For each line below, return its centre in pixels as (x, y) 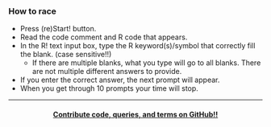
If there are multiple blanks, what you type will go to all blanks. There (146, 63)
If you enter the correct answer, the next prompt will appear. (120, 80)
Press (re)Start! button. (58, 29)
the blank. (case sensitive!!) (66, 55)
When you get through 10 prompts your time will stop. (109, 88)
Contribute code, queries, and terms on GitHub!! (135, 114)
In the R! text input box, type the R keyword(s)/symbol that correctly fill (138, 46)
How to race (32, 11)
